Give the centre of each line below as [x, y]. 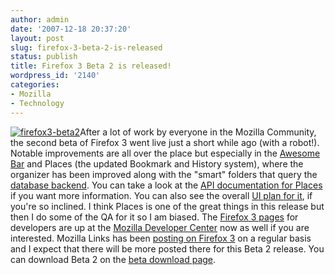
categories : [35, 85]
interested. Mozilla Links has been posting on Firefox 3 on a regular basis [161, 238]
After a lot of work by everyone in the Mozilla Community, [198, 132]
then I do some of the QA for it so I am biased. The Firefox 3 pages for [154, 217]
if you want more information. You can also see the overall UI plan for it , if [161, 195]
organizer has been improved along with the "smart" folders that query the [164, 174]
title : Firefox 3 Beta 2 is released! [91, 66]
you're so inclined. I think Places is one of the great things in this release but [167, 206]
